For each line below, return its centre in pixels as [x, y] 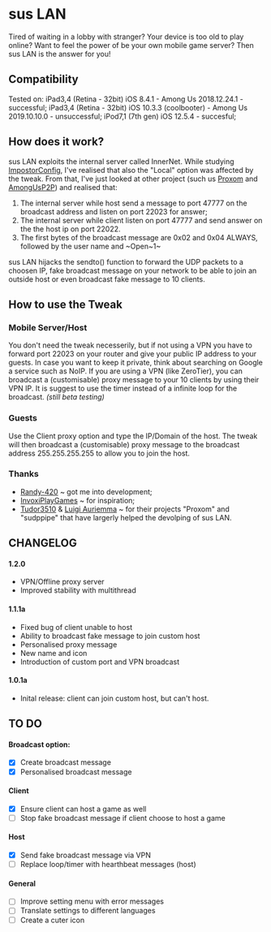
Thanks [24, 474]
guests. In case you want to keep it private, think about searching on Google [136, 363]
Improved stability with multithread [78, 590]
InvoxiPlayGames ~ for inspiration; [77, 500]
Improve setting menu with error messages [92, 901]
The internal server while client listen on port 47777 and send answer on [141, 220]
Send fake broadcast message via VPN [86, 855]
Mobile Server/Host [48, 327]
